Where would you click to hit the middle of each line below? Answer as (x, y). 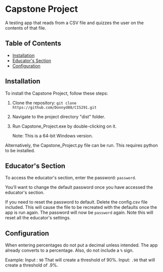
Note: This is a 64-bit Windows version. (52, 136)
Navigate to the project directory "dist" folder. (59, 116)
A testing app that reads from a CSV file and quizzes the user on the (75, 23)
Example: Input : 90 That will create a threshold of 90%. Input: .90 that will (80, 260)
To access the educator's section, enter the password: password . (71, 178)
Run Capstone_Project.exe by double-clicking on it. (64, 126)
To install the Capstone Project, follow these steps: (57, 93)
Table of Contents (33, 44)
